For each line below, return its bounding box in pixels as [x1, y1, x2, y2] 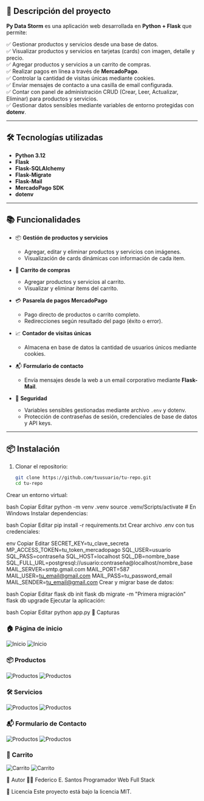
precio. [6, 54, 24, 62]
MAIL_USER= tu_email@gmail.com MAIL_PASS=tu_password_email [6, 572, 172, 579]
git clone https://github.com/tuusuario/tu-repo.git [15, 475, 152, 481]
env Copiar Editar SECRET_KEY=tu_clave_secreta [6, 540, 129, 547]
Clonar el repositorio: [15, 463, 68, 470]
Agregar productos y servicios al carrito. [24, 278, 126, 286]
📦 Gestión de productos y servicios [15, 234, 108, 241]
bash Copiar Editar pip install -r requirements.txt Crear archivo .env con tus [6, 521, 194, 529]
